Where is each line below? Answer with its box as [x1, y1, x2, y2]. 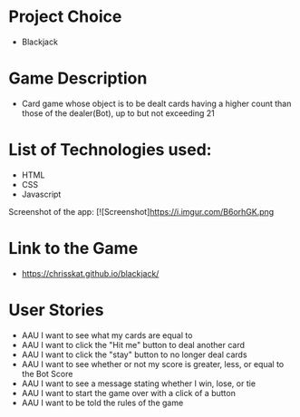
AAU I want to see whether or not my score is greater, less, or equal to [21, 358, 285, 369]
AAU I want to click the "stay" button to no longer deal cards [21, 349, 247, 360]
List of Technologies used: [8, 140, 212, 160]
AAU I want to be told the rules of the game [21, 397, 184, 408]
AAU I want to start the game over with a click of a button [21, 387, 237, 398]
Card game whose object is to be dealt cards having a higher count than [21, 98, 292, 109]
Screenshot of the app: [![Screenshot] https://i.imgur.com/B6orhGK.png [8, 206, 275, 217]
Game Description [8, 68, 148, 89]
